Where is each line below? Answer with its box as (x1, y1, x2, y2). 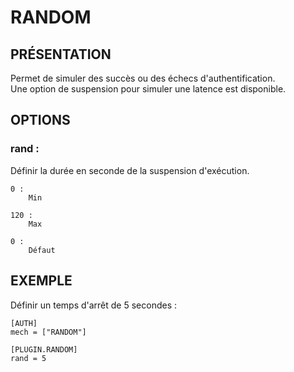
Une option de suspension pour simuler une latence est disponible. (10, 83, 287, 95)
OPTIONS (10, 112, 71, 129)
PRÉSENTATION (10, 46, 112, 63)
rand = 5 (10, 353, 47, 363)
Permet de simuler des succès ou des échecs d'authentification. (10, 72, 276, 84)
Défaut (28, 245, 56, 255)
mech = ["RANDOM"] (10, 327, 87, 337)
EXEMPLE (10, 272, 73, 290)
